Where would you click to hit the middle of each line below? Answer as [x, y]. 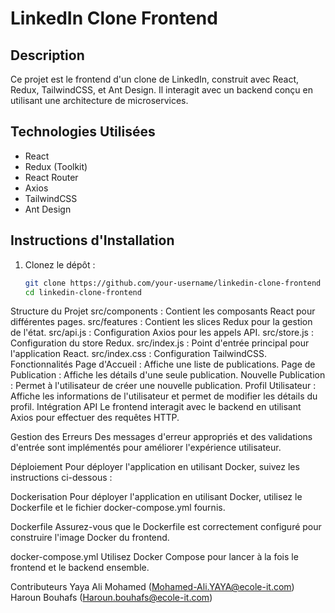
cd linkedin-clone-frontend [83, 292]
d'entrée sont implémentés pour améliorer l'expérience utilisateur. [146, 448]
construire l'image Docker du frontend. [90, 538]
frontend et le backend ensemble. [80, 568]
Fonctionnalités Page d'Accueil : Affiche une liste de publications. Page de [163, 364]
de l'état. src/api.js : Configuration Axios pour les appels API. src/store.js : [162, 333]
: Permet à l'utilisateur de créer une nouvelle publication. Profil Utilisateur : [163, 386]
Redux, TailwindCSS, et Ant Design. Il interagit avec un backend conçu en [161, 90]
